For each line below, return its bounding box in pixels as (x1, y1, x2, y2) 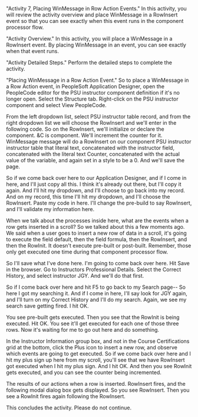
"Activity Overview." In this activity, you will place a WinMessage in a (6, 35, 173, 42)
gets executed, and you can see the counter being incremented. (6, 369, 162, 376)
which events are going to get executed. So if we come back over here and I (6, 350, 192, 357)
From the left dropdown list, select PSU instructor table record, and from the (6, 113, 191, 120)
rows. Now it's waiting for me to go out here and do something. (6, 326, 160, 333)
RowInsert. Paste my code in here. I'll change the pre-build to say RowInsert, (6, 199, 192, 206)
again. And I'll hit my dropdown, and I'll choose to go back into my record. (6, 187, 186, 194)
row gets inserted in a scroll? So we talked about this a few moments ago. (6, 223, 185, 230)
